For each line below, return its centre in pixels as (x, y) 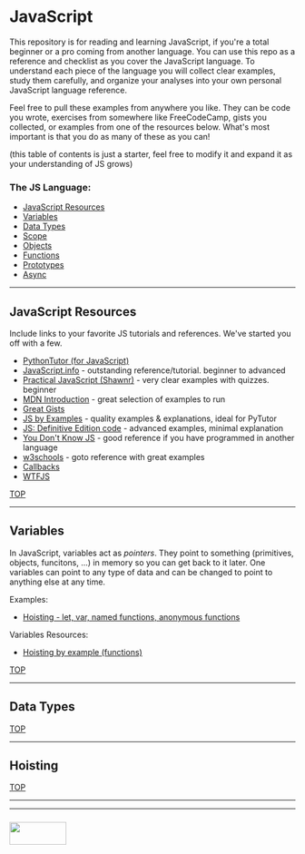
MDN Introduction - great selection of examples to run (124, 399)
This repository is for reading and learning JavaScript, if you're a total (139, 42)
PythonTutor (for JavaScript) (76, 361)
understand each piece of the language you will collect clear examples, (143, 71)
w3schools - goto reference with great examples (113, 457)
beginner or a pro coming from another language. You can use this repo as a (152, 51)
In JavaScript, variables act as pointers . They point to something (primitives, (152, 553)
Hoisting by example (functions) (82, 652)
